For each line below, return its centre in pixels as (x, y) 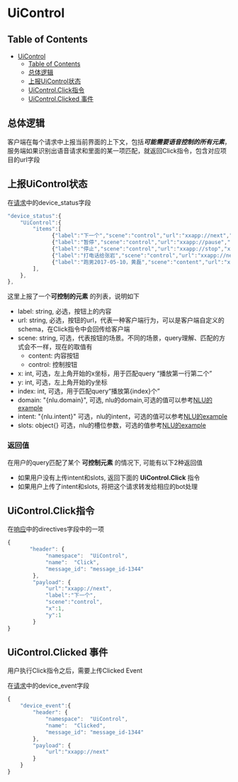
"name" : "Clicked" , (75, 725)
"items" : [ (47, 229)
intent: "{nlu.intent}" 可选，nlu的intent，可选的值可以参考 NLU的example (123, 417)
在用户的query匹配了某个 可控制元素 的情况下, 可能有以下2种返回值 (105, 462)
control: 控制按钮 (53, 365)
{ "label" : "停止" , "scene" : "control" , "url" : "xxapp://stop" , (138, 249)
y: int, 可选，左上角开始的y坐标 (62, 382)
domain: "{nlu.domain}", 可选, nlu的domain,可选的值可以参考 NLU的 (115, 400)
